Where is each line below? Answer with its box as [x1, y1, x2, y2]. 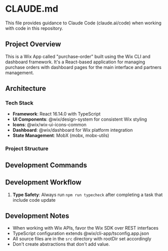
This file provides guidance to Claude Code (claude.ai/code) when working [5, 20, 162, 26]
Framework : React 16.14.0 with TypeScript [12, 111, 101, 117]
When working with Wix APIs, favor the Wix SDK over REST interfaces [12, 225, 158, 231]
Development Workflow [5, 178, 82, 187]
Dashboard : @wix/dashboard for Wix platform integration [12, 127, 133, 133]
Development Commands [5, 161, 88, 169]
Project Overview [5, 40, 61, 49]
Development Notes [5, 211, 69, 220]
